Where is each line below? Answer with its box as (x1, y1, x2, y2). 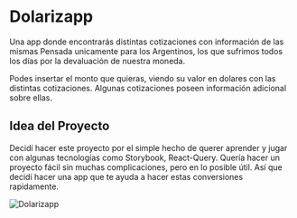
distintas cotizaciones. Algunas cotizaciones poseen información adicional (9, 82, 287, 93)
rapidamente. (9, 181, 59, 192)
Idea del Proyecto (9, 118, 110, 134)
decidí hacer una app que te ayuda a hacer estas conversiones (9, 171, 244, 182)
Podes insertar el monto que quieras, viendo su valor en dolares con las (9, 72, 277, 83)
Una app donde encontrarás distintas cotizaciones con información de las (9, 36, 284, 47)
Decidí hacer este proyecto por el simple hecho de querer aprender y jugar (9, 142, 288, 153)
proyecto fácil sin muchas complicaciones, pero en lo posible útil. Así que (9, 161, 283, 173)
